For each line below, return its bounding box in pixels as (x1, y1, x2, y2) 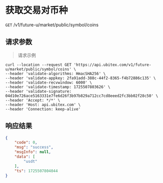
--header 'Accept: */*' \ (5, 97, 60, 103)
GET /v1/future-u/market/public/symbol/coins (5, 21, 99, 28)
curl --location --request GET (5, 62, 72, 67)
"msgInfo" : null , (14, 150, 51, 155)
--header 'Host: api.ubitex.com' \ (5, 102, 81, 107)
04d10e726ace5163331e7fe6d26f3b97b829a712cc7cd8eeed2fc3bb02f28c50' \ (5, 93, 158, 98)
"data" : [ (14, 154, 36, 160)
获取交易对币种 (5, 5, 68, 16)
